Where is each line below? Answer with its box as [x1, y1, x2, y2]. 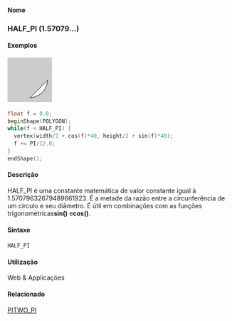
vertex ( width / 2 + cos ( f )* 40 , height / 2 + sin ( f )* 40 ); [14, 133, 174, 140]
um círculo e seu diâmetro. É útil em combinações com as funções [7, 202, 203, 210]
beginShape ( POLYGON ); [7, 118, 72, 125]
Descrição [7, 170, 39, 179]
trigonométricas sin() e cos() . [7, 209, 91, 218]
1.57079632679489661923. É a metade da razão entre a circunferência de [7, 194, 226, 203]
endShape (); [7, 155, 43, 162]
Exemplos [7, 41, 38, 50]
